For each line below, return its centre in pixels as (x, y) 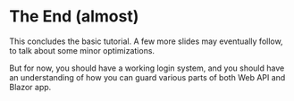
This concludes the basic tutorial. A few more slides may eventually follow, (146, 41)
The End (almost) (74, 17)
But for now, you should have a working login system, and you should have (147, 68)
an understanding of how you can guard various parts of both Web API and (147, 77)
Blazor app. (30, 87)
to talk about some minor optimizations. (82, 50)
